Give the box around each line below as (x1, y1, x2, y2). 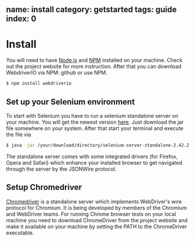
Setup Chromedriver (6, 182, 82, 192)
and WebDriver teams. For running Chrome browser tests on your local (6, 211, 176, 218)
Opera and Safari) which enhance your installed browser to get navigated (6, 159, 183, 166)
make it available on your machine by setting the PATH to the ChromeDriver (6, 223, 187, 230)
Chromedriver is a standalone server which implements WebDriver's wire (6, 198, 182, 205)
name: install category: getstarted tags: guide (6, 5, 177, 15)
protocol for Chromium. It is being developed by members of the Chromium (6, 204, 187, 211)
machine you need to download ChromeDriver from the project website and (6, 216, 188, 223)
